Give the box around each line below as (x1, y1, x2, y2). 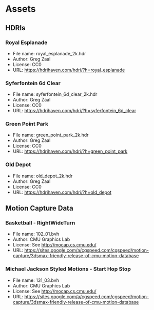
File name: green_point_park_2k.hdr (12, 132, 89, 138)
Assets (5, 3, 36, 15)
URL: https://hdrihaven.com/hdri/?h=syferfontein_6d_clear (12, 108, 137, 114)
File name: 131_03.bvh (12, 277, 59, 283)
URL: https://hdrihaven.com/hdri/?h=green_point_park (12, 148, 128, 154)
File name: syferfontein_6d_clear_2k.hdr (12, 91, 98, 97)
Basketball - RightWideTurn (5, 219, 75, 226)
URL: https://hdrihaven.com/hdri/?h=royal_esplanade (12, 67, 125, 73)
